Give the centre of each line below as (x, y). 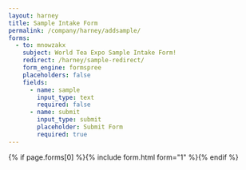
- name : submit (55, 113)
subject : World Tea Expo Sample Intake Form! (100, 53)
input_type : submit (69, 120)
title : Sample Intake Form (53, 23)
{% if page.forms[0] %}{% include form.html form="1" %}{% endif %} (124, 157)
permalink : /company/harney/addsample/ (75, 30)
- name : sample (55, 90)
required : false (64, 105)
